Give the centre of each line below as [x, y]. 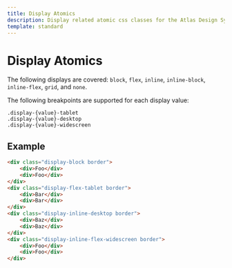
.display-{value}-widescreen [49, 125]
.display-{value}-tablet [43, 113]
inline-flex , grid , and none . [47, 87]
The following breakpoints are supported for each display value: [98, 100]
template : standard [35, 26]
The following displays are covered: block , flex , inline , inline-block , [106, 79]
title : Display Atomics [41, 13]
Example [26, 146]
